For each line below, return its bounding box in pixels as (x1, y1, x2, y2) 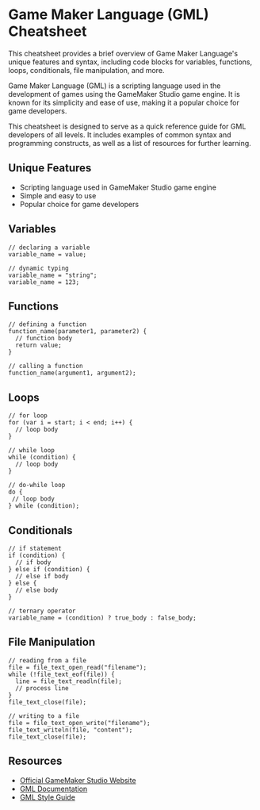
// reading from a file (8, 656, 87, 664)
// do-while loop (8, 482, 66, 489)
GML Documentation (19, 784, 88, 793)
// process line (15, 684, 69, 692)
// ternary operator (8, 607, 77, 615)
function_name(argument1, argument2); (8, 369, 136, 378)
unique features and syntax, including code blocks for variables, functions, (8, 57, 252, 67)
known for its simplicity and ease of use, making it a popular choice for (8, 98, 239, 107)
